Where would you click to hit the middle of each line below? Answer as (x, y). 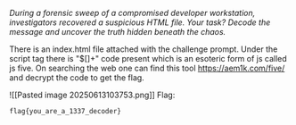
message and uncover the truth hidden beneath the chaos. (118, 32)
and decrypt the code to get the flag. (77, 78)
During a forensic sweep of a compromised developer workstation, (132, 13)
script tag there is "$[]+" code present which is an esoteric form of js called (148, 58)
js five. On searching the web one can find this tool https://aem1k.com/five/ (147, 68)
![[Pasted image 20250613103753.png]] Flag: (92, 95)
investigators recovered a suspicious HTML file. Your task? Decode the (140, 22)
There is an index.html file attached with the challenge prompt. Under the (144, 49)
